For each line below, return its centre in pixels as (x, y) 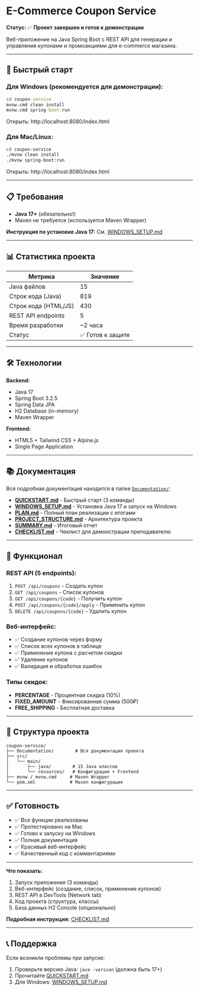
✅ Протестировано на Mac (49, 827)
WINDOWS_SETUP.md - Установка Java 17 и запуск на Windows (96, 506)
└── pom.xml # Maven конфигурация (65, 782)
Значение (105, 276)
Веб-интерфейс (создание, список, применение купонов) (88, 889)
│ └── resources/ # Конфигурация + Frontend (73, 772)
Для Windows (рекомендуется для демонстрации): (85, 87)
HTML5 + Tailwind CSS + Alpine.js (57, 440)
